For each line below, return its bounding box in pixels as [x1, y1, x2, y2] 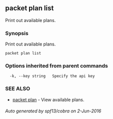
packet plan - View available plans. [12, 96, 84, 102]
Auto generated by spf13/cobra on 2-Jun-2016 [5, 108, 101, 114]
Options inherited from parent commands [5, 62, 108, 69]
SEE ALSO [5, 85, 30, 92]
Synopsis [5, 29, 28, 36]
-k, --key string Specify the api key [9, 73, 95, 79]
